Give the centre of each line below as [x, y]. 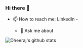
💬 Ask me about [37, 31]
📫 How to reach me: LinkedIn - [45, 19]
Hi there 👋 [18, 8]
